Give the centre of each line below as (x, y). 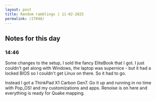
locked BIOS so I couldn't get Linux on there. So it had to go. (66, 73)
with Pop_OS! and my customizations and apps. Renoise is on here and (76, 88)
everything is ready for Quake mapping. (45, 93)
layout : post (18, 10)
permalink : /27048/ (25, 19)
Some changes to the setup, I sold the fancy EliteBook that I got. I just (75, 63)
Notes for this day (33, 38)
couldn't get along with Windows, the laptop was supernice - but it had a (78, 68)
